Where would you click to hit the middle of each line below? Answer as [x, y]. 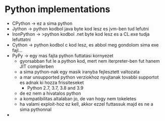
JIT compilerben [37, 66]
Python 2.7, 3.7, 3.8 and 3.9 [55, 88]
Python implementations [58, 9]
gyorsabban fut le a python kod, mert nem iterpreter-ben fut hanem [90, 61]
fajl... [17, 50]
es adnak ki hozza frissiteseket [52, 83]
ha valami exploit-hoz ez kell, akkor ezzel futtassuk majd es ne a [86, 104]
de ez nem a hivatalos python [50, 93]
